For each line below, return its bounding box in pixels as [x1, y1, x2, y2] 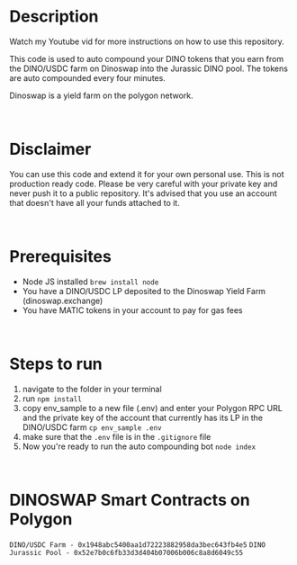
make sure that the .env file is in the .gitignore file [22, 431, 211, 442]
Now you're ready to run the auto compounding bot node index [22, 441, 256, 452]
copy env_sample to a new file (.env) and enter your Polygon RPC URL [22, 402, 283, 413]
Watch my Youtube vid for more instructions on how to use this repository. [9, 36, 285, 47]
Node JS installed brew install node [22, 276, 159, 287]
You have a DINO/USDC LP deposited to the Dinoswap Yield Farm [22, 285, 266, 296]
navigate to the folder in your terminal [22, 383, 162, 394]
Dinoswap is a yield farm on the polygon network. [9, 90, 193, 101]
